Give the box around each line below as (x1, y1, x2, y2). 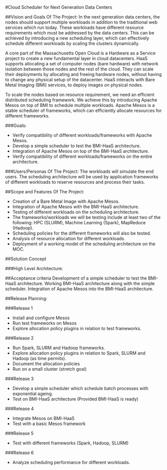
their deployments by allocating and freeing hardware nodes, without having (5, 71, 162, 77)
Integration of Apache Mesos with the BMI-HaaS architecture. (12, 204, 140, 209)
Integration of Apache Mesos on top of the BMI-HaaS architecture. (12, 148, 150, 154)
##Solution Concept (5, 256, 46, 262)
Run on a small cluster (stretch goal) (12, 366, 87, 372)
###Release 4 (5, 406, 34, 412)
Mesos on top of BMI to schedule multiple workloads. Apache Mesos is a (5, 102, 155, 108)
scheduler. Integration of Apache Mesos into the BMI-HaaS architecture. (5, 286, 154, 292)
